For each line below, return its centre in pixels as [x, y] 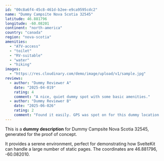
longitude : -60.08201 [27, 23]
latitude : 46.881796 [26, 19]
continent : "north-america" [34, 28]
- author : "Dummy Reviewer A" [40, 83]
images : [13, 69]
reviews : [14, 78]
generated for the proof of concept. [41, 134]
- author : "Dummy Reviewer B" [40, 101]
